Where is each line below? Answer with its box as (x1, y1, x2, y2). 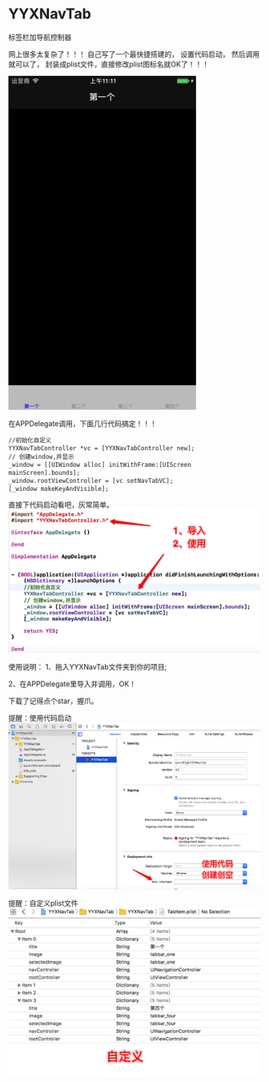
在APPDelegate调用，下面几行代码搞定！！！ (8, 418, 158, 428)
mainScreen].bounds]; (8, 469, 81, 477)
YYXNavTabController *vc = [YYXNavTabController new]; (8, 444, 195, 453)
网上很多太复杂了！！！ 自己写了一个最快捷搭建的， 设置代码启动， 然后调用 (8, 49, 260, 58)
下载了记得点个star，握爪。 (8, 696, 98, 706)
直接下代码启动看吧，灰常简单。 (8, 500, 114, 509)
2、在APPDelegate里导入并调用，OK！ (8, 679, 137, 689)
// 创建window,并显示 (8, 453, 74, 461)
